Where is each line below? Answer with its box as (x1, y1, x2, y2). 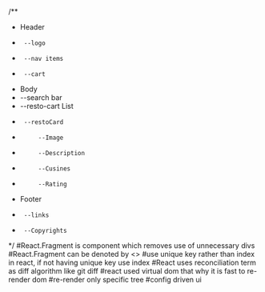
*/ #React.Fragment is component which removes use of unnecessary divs (8, 241, 255, 250)
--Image (38, 134, 64, 142)
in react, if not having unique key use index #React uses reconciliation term (8, 258, 256, 267)
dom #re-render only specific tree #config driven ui (31, 275, 202, 284)
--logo (23, 39, 46, 47)
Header (19, 22, 46, 31)
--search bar (19, 93, 62, 102)
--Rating (38, 180, 67, 188)
